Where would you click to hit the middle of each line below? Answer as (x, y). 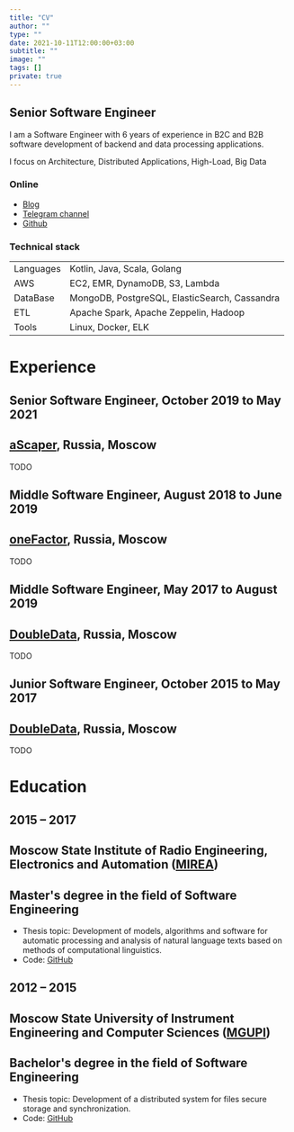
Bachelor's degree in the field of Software (129, 1063)
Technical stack (45, 247)
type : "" (26, 34)
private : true (36, 76)
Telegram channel (56, 213)
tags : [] (26, 68)
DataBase (35, 298)
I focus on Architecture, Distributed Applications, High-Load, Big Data (138, 161)
